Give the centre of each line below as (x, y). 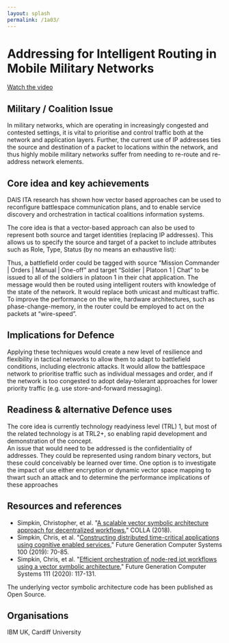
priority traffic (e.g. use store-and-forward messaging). (85, 388)
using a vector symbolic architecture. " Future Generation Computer (111, 566)
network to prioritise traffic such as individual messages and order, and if (110, 374)
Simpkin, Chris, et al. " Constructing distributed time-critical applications (118, 537)
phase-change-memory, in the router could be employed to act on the (106, 306)
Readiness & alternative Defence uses (90, 410)
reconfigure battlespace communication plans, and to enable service (104, 207)
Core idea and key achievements (78, 183)
